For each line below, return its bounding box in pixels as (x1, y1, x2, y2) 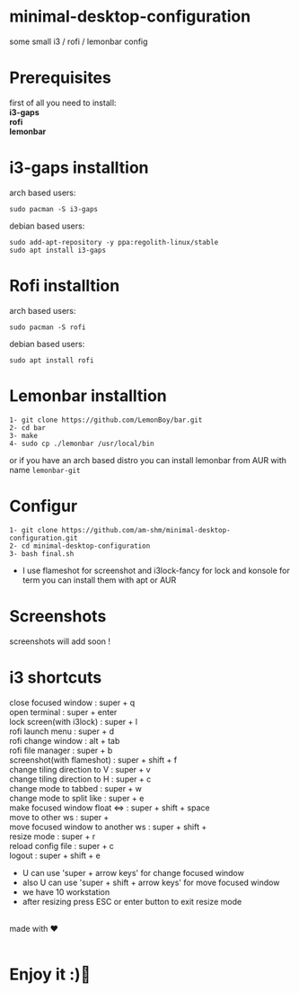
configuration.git (9, 533, 78, 542)
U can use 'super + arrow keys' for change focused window (22, 867, 244, 878)
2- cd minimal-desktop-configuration (9, 541, 151, 550)
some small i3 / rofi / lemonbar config (9, 36, 148, 47)
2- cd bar (9, 423, 47, 433)
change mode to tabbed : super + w (9, 783, 142, 793)
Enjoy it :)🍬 (9, 964, 92, 984)
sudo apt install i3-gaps (9, 246, 106, 255)
